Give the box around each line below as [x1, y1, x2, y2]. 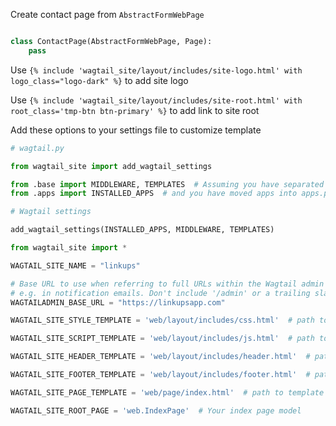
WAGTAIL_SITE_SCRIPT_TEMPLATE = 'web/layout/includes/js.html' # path [10, 334, 315, 344]
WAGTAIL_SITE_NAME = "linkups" [10, 260, 141, 271]
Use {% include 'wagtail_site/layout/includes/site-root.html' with [10, 94, 303, 106]
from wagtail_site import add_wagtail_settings [10, 161, 213, 171]
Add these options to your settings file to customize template [10, 124, 262, 136]
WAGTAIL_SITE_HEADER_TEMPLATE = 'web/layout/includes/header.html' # [10, 352, 311, 362]
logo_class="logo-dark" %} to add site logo [10, 74, 189, 86]
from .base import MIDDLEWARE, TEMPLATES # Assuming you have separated [10, 179, 325, 189]
